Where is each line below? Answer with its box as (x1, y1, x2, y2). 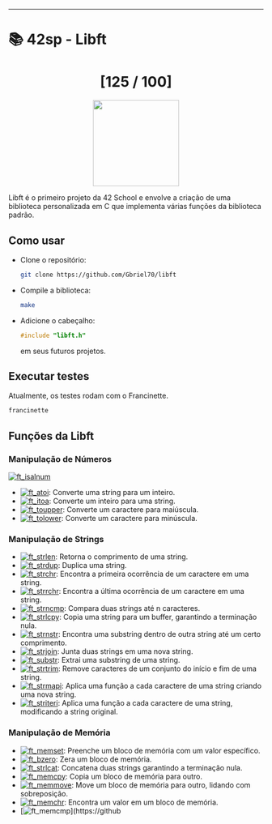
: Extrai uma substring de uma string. (57, 655, 181, 665)
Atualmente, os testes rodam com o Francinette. (8, 391, 168, 401)
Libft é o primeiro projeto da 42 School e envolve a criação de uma (8, 193, 232, 203)
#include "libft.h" (19, 331, 87, 339)
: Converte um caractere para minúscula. (61, 513, 198, 523)
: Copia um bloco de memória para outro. (65, 771, 203, 781)
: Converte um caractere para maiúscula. (62, 504, 199, 514)
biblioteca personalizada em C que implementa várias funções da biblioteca (8, 202, 261, 211)
